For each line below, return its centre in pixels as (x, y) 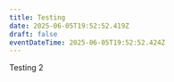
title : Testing (37, 17)
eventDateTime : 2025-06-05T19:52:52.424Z (87, 42)
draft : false (33, 34)
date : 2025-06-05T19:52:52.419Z (69, 26)
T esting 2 (26, 68)
